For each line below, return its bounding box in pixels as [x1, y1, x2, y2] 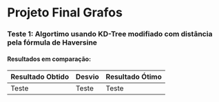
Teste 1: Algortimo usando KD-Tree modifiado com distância [7, 29, 213, 39]
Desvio [75, 72, 100, 81]
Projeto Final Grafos [7, 5, 123, 21]
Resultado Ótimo [105, 72, 162, 81]
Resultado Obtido [10, 72, 70, 81]
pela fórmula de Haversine [7, 38, 98, 47]
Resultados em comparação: [7, 55, 92, 63]
